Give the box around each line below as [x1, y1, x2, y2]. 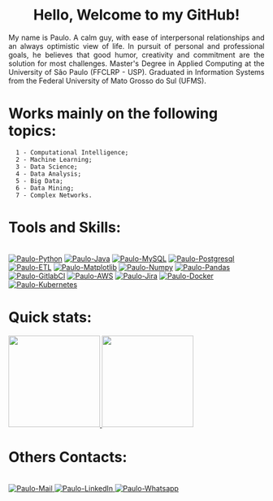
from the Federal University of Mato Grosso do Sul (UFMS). [8, 76, 207, 85]
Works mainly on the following [8, 104, 218, 123]
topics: [8, 122, 57, 140]
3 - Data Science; [15, 163, 79, 171]
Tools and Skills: [8, 218, 122, 237]
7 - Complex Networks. [15, 191, 93, 199]
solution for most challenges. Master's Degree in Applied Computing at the [8, 59, 265, 68]
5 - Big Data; [15, 176, 63, 185]
